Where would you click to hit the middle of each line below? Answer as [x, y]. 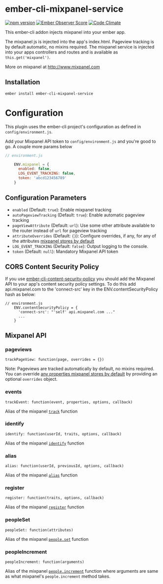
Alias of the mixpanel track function [41, 411]
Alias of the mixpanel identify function [45, 443]
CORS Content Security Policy [52, 267]
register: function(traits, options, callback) [55, 498]
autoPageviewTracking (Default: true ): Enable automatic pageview [78, 215]
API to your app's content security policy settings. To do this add [70, 284]
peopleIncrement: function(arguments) [45, 562]
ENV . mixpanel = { [32, 164]
